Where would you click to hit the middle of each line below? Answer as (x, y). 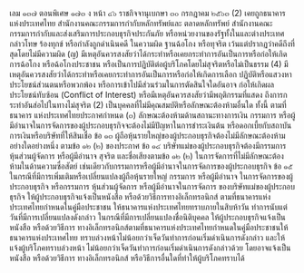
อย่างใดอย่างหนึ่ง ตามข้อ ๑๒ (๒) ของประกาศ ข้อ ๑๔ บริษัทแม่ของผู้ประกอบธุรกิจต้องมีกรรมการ (148, 146)
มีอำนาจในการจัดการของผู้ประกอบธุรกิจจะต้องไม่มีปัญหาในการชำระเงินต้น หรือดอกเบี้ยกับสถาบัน (151, 125)
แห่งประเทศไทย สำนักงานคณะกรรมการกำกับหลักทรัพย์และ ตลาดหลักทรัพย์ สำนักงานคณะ (141, 23)
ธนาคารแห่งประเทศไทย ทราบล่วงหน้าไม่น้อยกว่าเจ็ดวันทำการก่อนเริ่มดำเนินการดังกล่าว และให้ (147, 238)
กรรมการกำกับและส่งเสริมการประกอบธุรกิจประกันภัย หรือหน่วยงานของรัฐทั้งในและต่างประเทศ (147, 34)
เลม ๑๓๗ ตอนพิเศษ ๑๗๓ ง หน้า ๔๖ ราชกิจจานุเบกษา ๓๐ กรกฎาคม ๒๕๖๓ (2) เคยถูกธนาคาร (147, 13)
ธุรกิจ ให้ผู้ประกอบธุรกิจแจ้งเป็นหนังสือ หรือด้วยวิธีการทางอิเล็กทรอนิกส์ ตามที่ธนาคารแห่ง (140, 197)
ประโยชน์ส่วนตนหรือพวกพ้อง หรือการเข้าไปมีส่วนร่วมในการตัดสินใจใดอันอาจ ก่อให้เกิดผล (142, 84)
